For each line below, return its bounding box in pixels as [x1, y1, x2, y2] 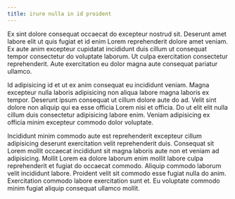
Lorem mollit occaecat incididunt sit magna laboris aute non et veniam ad [7, 146, 220, 155]
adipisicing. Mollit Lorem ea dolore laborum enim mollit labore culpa [7, 154, 204, 162]
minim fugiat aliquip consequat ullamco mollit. [7, 184, 141, 192]
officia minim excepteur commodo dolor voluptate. [7, 117, 153, 127]
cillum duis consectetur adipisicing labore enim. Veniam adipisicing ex [7, 110, 210, 119]
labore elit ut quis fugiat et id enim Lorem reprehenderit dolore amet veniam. [7, 37, 229, 46]
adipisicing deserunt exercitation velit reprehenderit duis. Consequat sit [7, 139, 215, 148]
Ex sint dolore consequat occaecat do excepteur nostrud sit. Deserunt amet [7, 30, 227, 38]
